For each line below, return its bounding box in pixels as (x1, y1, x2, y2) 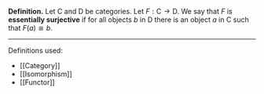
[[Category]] (19, 61, 60, 70)
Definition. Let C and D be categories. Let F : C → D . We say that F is (8, 7, 233, 16)
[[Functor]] (19, 78, 55, 87)
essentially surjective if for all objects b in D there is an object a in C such (8, 15, 249, 24)
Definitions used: (8, 46, 63, 55)
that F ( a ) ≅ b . (8, 23, 53, 32)
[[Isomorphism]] (19, 70, 72, 78)
